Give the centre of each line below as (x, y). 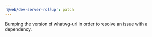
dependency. (19, 29)
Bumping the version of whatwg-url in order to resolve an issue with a (76, 24)
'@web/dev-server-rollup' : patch (40, 10)
